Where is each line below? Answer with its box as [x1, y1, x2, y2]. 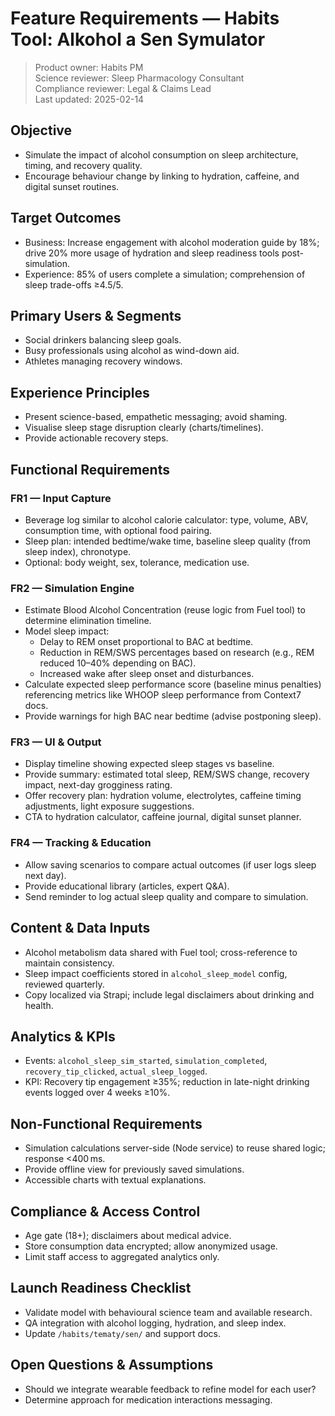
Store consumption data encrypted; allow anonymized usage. [24, 1240, 278, 1252]
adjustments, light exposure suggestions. [24, 800, 195, 812]
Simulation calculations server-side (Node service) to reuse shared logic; [24, 1142, 326, 1154]
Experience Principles [10, 384, 150, 401]
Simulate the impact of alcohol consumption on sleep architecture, [24, 148, 299, 161]
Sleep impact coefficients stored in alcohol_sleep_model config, [24, 967, 288, 979]
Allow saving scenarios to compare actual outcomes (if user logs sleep [24, 858, 317, 871]
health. [24, 999, 54, 1011]
